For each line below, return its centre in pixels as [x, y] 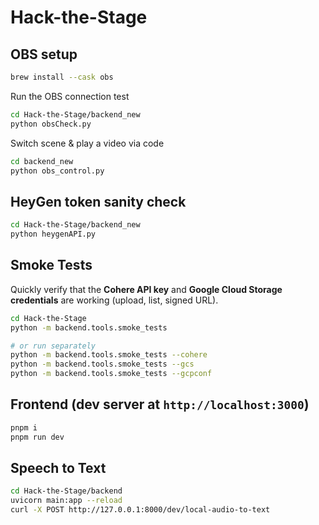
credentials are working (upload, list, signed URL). [114, 300]
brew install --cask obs [62, 77]
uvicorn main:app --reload [66, 501]
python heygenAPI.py [53, 234]
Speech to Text [58, 467]
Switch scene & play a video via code [87, 143]
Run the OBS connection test [70, 96]
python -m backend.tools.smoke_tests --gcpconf [111, 374]
